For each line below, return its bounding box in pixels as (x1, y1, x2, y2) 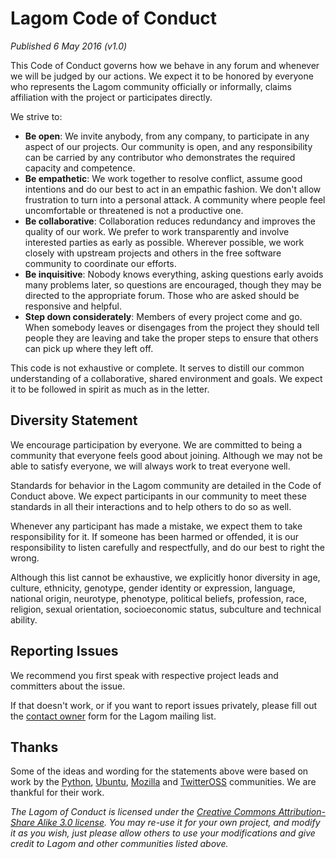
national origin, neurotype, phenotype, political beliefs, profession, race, (10, 592, 308, 604)
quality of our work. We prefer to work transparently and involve (24, 225, 290, 237)
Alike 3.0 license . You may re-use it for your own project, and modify (36, 817, 321, 829)
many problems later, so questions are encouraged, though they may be (24, 278, 322, 291)
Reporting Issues (10, 643, 119, 660)
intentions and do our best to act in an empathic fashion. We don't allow (24, 183, 322, 195)
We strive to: (10, 110, 63, 122)
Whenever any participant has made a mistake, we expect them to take (10, 520, 303, 532)
